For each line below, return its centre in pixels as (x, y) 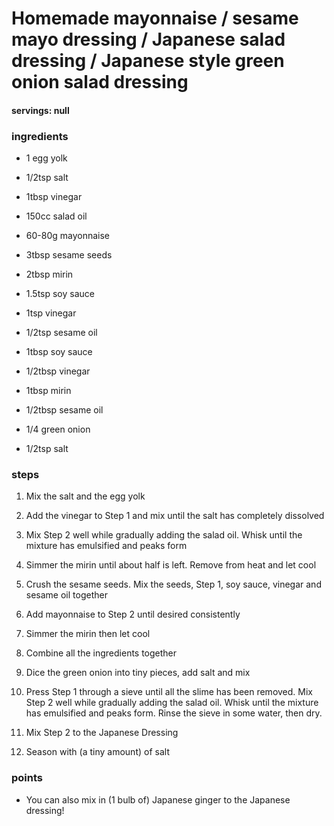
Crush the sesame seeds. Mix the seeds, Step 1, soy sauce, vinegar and (173, 584)
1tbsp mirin (48, 391)
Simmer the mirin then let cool (88, 634)
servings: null (40, 110)
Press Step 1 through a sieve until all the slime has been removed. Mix (169, 692)
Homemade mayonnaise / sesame (155, 18)
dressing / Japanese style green (148, 61)
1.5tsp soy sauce (60, 294)
